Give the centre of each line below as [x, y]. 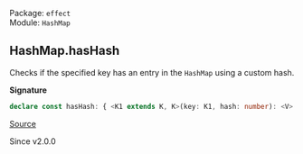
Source [23, 123]
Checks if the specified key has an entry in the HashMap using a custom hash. [152, 72]
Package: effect [40, 13]
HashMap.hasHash [65, 51]
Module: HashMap [40, 23]
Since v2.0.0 [33, 141]
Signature [28, 90]
